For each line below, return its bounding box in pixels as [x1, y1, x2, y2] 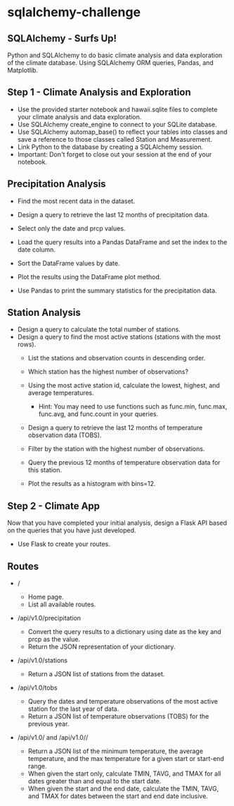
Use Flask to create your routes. [17, 540, 110, 549]
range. [27, 762, 47, 771]
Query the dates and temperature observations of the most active [27, 697, 218, 706]
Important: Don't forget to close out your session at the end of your [17, 149, 212, 159]
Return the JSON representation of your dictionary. [27, 642, 176, 651]
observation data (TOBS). [27, 431, 102, 439]
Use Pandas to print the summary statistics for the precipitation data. [17, 286, 217, 295]
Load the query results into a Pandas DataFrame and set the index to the [17, 238, 228, 246]
